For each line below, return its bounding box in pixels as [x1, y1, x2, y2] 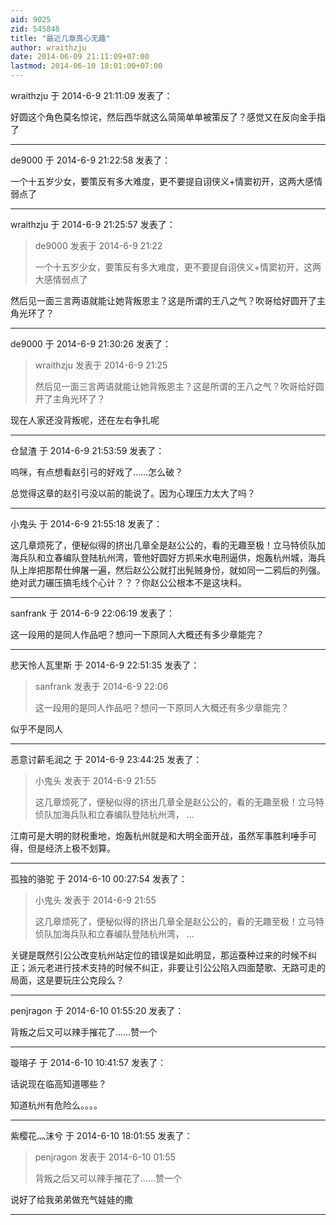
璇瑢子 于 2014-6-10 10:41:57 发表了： [10, 1057, 167, 1068]
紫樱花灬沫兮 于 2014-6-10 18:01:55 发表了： [10, 1130, 193, 1141]
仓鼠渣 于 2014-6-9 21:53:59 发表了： [10, 445, 165, 456]
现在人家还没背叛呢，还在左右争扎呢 [10, 414, 160, 426]
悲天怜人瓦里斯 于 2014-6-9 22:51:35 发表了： [10, 659, 200, 671]
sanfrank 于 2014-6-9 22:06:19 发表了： [10, 607, 175, 619]
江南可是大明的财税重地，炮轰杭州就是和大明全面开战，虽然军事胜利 [10, 830, 291, 841]
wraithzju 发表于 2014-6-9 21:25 [34, 359, 168, 371]
